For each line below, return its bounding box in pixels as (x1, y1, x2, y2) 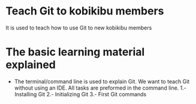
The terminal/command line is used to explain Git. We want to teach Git (14, 78, 190, 85)
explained (5, 58, 56, 72)
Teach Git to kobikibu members (5, 4, 164, 18)
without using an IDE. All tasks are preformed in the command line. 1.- (14, 84, 186, 91)
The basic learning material (5, 45, 145, 59)
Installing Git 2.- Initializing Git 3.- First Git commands (14, 90, 147, 97)
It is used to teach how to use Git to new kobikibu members (5, 24, 152, 31)
